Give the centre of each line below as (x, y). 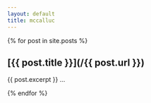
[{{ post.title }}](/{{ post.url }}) (76, 62)
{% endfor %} (28, 93)
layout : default (31, 14)
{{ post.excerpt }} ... (36, 80)
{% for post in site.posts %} (48, 40)
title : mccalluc (31, 20)
